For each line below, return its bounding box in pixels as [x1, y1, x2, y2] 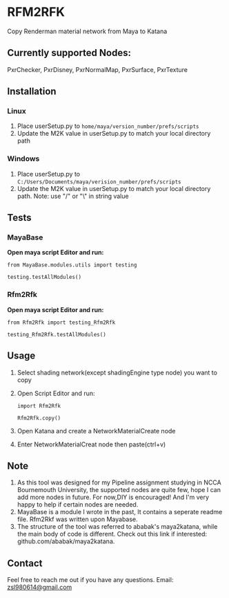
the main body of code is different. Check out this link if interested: [17, 530, 208, 538]
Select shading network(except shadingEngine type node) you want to [17, 368, 217, 377]
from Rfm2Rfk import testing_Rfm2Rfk [7, 319, 116, 326]
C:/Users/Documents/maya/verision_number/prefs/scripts [17, 178, 181, 185]
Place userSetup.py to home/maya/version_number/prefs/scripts [17, 122, 199, 130]
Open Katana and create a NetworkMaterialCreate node [17, 426, 176, 435]
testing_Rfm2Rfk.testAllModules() [7, 331, 107, 338]
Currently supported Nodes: [7, 47, 131, 59]
